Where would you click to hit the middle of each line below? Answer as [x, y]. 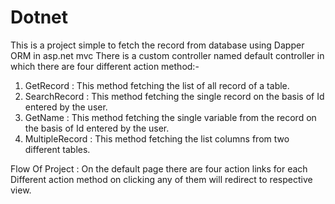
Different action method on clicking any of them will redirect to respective [161, 179]
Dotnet [39, 17]
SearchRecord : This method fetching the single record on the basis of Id [174, 96]
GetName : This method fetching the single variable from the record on [170, 117]
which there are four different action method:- [105, 66]
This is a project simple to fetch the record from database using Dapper [157, 45]
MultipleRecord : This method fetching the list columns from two [157, 138]
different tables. [57, 149]
